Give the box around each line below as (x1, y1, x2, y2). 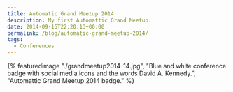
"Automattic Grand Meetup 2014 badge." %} (7, 77, 135, 84)
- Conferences (13, 43, 55, 49)
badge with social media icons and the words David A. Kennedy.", (7, 69, 196, 77)
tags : (7, 36, 23, 43)
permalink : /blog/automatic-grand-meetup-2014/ (7, 29, 149, 37)
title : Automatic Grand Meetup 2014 (7, 10, 114, 17)
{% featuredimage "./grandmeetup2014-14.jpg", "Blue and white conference (7, 62, 227, 70)
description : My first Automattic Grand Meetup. (7, 17, 152, 24)
